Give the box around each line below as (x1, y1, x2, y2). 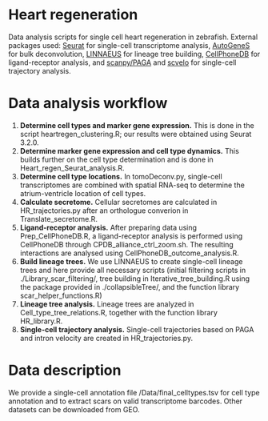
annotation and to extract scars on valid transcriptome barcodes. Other (8, 396, 242, 406)
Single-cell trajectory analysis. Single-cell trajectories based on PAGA (19, 324, 254, 334)
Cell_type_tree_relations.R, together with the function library (19, 307, 218, 317)
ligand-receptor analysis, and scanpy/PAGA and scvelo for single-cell (8, 58, 237, 67)
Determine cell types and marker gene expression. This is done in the (19, 120, 254, 130)
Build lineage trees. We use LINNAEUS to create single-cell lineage (19, 256, 243, 266)
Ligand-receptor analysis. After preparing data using (19, 223, 198, 232)
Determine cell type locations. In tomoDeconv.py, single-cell (19, 171, 222, 181)
